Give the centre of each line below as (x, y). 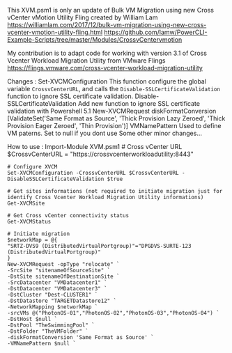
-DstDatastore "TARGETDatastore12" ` (62, 301)
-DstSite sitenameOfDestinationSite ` (63, 276)
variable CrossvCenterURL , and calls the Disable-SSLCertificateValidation (114, 89)
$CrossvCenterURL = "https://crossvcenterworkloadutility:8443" (100, 154)
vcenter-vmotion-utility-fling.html (55, 32)
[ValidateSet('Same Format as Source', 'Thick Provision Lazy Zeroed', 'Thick (116, 118)
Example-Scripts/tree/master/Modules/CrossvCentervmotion (95, 40)
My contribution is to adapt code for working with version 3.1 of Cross (107, 53)
